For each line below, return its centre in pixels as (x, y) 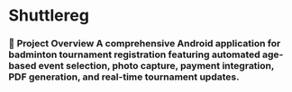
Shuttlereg (49, 16)
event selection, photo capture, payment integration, (156, 66)
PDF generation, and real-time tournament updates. (124, 77)
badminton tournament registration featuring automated (134, 54)
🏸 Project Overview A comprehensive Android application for (145, 44)
